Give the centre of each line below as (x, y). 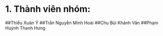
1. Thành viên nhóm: (48, 9)
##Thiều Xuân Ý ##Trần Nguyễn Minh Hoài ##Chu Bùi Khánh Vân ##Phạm (82, 23)
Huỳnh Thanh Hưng (25, 28)
